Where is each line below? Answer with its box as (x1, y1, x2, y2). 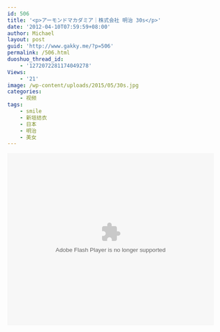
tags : (7, 101, 23, 108)
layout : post (7, 36, 45, 43)
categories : (7, 88, 42, 95)
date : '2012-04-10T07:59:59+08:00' (7, 23, 111, 30)
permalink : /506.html (7, 50, 71, 57)
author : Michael (7, 29, 54, 37)
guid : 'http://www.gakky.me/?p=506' (7, 43, 114, 50)
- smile (20, 108, 42, 115)
